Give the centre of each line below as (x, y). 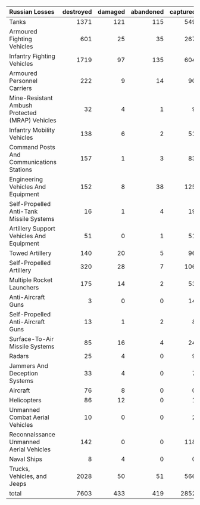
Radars (19, 356)
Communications (33, 162)
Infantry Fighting (32, 56)
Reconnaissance (32, 434)
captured (183, 12)
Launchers (24, 287)
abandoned (147, 12)
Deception (24, 373)
